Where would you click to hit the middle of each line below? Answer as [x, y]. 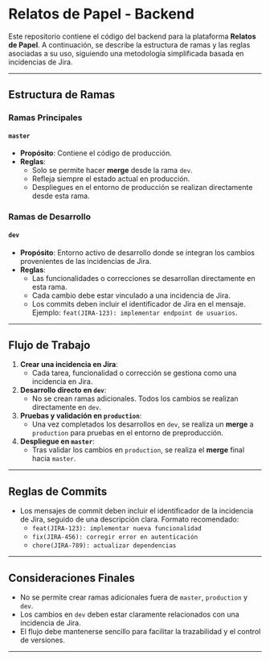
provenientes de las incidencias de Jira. [86, 261]
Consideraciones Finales [72, 577]
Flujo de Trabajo [49, 345]
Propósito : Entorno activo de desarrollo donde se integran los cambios [137, 252]
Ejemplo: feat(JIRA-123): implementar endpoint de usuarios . [135, 312]
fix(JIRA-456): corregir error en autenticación [115, 537]
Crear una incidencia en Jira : [69, 365]
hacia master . [54, 459]
